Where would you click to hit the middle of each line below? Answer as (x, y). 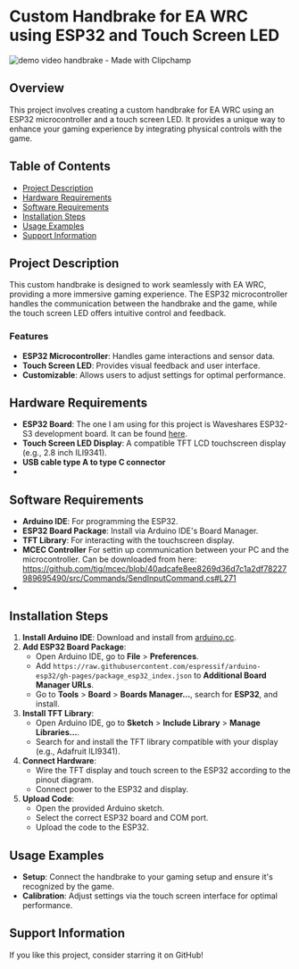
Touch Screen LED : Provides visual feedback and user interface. (141, 365)
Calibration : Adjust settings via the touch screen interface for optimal (150, 896)
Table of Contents (60, 167)
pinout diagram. (64, 780)
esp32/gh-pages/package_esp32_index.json (113, 676)
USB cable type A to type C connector (94, 463)
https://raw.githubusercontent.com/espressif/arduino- (157, 667)
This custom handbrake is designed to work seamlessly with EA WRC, (138, 285)
